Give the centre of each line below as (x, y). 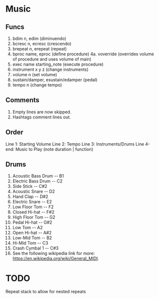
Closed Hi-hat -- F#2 (33, 212)
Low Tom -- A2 (28, 228)
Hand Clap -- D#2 (30, 197)
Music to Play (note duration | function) (54, 149)
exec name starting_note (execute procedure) (58, 64)
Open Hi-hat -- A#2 (32, 233)
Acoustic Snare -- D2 (34, 191)
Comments (22, 100)
